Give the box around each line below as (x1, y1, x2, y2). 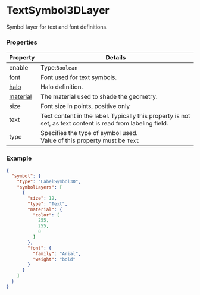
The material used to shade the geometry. (40, 93, 158, 101)
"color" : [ (32, 212, 60, 218)
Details (105, 54, 126, 62)
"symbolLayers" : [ (17, 184, 62, 190)
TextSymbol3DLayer (6, 4, 110, 17)
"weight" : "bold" (32, 256, 76, 262)
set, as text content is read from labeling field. (40, 120, 168, 128)
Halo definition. (40, 83, 83, 91)
